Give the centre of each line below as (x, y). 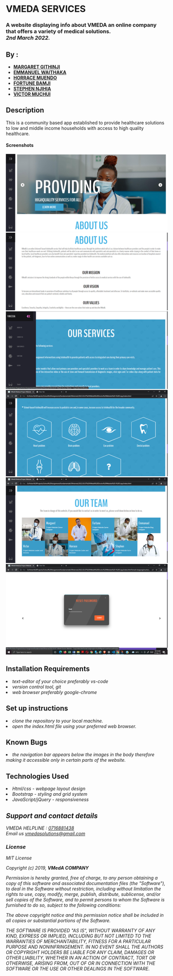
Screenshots (20, 145)
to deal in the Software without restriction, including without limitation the (83, 889)
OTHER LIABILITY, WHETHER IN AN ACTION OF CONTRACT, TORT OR (81, 958)
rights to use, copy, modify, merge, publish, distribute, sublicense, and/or (83, 894)
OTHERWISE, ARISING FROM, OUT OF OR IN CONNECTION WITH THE (81, 963)
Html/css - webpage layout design (49, 789)
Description (25, 110)
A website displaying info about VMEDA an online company (81, 25)
